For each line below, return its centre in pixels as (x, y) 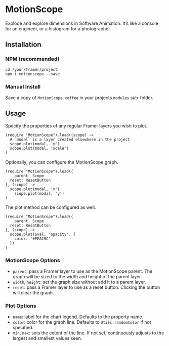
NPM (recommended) (32, 59)
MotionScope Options (33, 260)
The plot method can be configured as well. (51, 207)
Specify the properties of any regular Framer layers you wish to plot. (76, 125)
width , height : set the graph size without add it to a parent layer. (79, 282)
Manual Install (23, 87)
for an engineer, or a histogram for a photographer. (58, 28)
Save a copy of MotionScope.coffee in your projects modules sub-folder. (79, 98)
